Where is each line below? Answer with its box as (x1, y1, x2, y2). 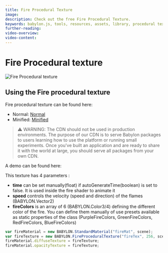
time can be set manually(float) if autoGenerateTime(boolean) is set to (12, 182, 157, 188)
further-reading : (5, 26, 41, 31)
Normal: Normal (12, 111, 45, 117)
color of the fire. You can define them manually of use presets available (12, 209, 160, 215)
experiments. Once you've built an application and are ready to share (17, 142, 160, 148)
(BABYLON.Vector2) (12, 198, 54, 204)
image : (5, 12, 19, 17)
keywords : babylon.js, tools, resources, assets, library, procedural (5, 21, 155, 27)
